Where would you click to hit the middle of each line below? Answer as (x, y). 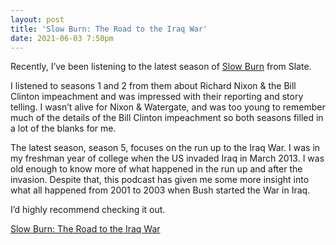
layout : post (37, 19)
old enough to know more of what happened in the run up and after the (156, 169)
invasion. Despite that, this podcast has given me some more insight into (160, 180)
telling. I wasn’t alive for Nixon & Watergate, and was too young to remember (168, 107)
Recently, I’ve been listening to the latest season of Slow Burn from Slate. (161, 67)
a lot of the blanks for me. (63, 128)
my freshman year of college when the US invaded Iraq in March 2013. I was (167, 158)
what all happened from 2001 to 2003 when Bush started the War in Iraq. (160, 190)
